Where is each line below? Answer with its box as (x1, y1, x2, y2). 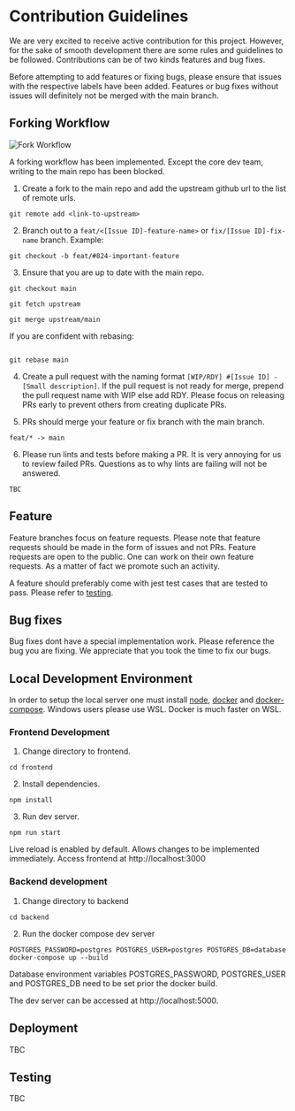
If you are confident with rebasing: (9, 330, 134, 341)
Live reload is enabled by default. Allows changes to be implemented (9, 844, 261, 854)
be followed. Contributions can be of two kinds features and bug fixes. (9, 54, 266, 65)
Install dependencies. (21, 778, 101, 789)
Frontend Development (9, 726, 110, 739)
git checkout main (9, 284, 77, 293)
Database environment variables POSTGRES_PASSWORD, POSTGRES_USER (9, 969, 286, 979)
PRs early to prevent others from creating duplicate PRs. (21, 399, 227, 410)
